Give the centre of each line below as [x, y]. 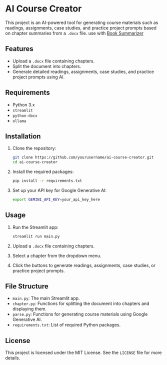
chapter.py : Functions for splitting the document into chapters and [81, 303]
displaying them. [29, 309]
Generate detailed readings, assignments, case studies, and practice [83, 71]
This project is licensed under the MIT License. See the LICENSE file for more [83, 352]
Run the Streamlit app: [35, 227]
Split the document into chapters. [47, 66]
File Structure [27, 286]
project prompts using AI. [38, 77]
